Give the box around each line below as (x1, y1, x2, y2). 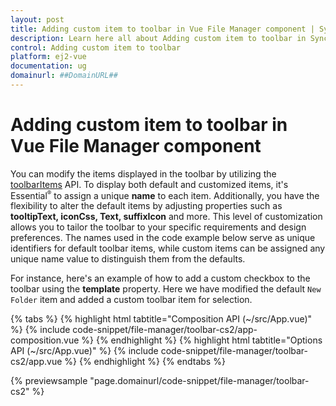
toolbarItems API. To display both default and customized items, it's (10, 178, 289, 190)
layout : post (10, 14, 65, 25)
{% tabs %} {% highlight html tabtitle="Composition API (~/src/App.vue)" (10, 313, 313, 325)
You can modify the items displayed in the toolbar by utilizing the (10, 167, 277, 180)
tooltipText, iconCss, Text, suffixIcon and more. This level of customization (10, 211, 323, 223)
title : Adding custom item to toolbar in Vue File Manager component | (10, 24, 315, 34)
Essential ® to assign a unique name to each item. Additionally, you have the (10, 189, 320, 201)
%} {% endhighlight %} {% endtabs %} (64, 356, 226, 368)
